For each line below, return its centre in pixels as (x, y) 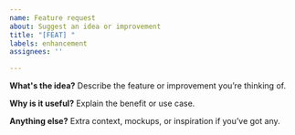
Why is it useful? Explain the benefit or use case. (102, 104)
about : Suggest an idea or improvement (85, 26)
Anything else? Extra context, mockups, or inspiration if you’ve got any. (145, 121)
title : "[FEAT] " (42, 35)
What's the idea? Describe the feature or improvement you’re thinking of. (147, 86)
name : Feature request (53, 18)
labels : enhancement (49, 43)
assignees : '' (37, 52)
